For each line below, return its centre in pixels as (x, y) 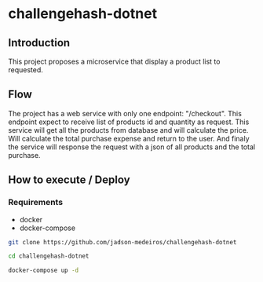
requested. (26, 70)
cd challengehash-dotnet (49, 256)
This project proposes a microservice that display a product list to (114, 61)
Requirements (36, 203)
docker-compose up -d (44, 271)
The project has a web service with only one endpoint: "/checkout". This (125, 113)
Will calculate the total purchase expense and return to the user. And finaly (129, 138)
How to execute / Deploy (69, 180)
